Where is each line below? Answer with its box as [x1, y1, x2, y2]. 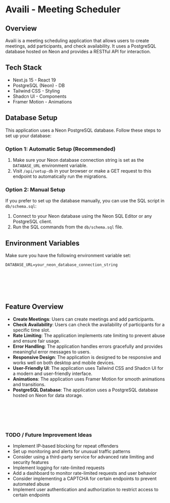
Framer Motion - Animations [12, 98, 72, 104]
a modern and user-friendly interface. [12, 370, 93, 376]
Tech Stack [5, 63, 42, 72]
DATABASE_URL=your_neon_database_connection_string [5, 262, 118, 267]
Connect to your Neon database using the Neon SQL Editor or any [12, 213, 152, 219]
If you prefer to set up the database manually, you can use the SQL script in [5, 198, 165, 204]
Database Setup [5, 114, 58, 122]
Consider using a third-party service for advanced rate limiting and [12, 454, 154, 460]
